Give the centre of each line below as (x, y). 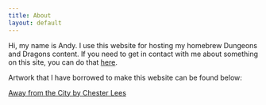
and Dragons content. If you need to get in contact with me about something (133, 54)
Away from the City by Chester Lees (67, 92)
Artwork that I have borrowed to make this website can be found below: (125, 77)
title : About (30, 15)
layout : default (35, 23)
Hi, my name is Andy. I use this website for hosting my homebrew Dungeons (133, 45)
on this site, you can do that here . (63, 62)
